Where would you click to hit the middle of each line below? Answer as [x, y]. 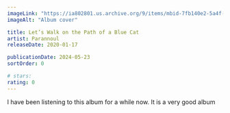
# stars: [20, 76]
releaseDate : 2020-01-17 [42, 45]
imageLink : [23, 13]
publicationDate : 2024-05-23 [49, 58]
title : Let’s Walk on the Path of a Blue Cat [73, 32]
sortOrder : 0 [26, 64]
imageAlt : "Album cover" [42, 20]
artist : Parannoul [33, 38]
